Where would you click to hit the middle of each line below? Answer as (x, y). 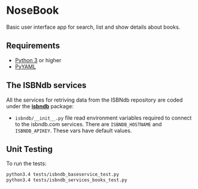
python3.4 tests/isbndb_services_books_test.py (67, 180)
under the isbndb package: (40, 106)
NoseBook (32, 10)
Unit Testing (29, 149)
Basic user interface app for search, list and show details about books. (93, 27)
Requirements (33, 46)
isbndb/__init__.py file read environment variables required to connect (103, 118)
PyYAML (25, 66)
